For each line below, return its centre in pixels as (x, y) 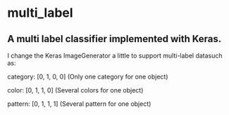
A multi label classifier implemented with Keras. (114, 39)
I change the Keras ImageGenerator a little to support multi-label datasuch (115, 55)
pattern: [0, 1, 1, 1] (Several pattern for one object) (79, 104)
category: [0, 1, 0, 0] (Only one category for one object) (88, 76)
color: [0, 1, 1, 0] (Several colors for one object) (75, 90)
